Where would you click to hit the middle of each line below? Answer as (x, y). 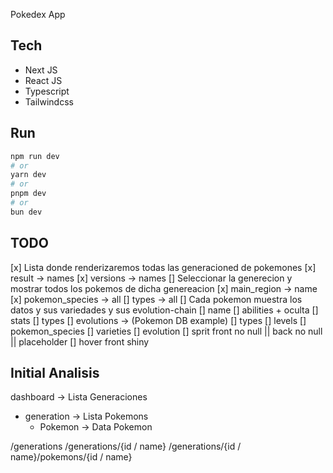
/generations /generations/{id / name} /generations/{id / (126, 446)
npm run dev (35, 156)
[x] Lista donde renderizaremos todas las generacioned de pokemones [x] (163, 267)
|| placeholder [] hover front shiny (80, 341)
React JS (43, 80)
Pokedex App (38, 14)
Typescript (47, 91)
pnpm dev (28, 194)
